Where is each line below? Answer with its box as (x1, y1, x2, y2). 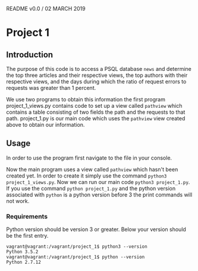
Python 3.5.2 (6, 249, 39, 255)
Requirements (6, 212, 48, 220)
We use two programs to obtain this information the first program (6, 96, 165, 103)
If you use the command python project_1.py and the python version (6, 185, 176, 192)
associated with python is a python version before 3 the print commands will (6, 191, 193, 198)
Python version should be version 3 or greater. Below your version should (6, 226, 186, 233)
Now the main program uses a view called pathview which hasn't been (6, 166, 178, 173)
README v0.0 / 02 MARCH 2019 (6, 5, 86, 12)
